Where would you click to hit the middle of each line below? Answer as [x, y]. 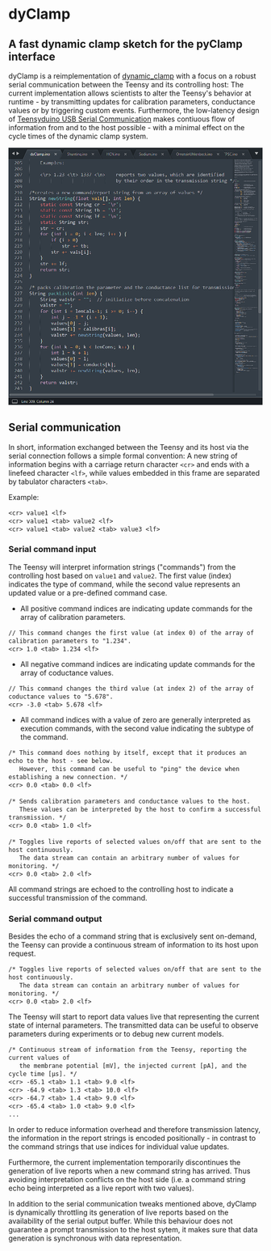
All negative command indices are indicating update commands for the [138, 664]
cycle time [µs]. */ [43, 1074]
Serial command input [52, 549]
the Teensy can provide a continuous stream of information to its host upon [133, 945]
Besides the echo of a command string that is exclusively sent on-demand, [133, 936]
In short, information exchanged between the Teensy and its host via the [129, 447]
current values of [39, 1058]
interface [32, 56]
